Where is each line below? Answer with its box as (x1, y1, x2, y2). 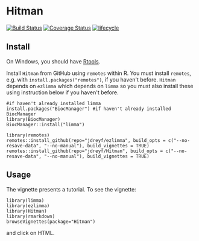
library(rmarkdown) (6, 213, 55, 219)
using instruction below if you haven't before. (6, 89, 119, 96)
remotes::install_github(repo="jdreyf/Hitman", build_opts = (6, 148, 163, 154)
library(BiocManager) (6, 116, 61, 122)
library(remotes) (6, 132, 50, 138)
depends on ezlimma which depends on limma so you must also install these (6, 82, 194, 89)
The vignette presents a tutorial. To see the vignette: (6, 185, 137, 193)
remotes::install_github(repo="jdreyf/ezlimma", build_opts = (6, 137, 166, 143)
